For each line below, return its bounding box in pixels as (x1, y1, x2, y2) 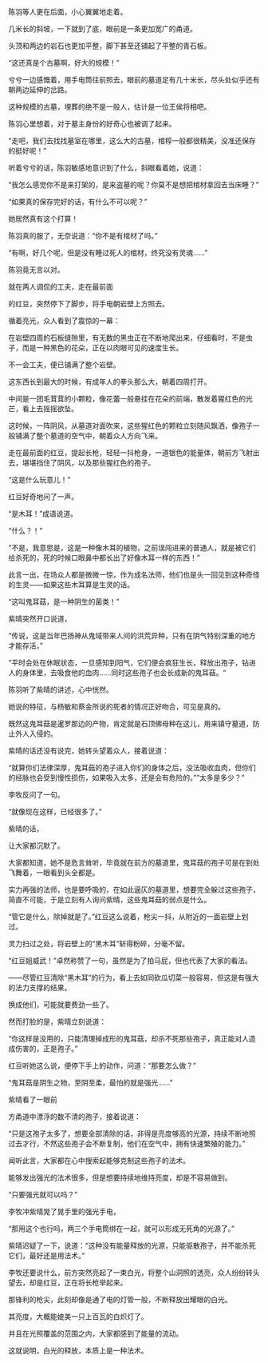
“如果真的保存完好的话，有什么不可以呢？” (8, 197, 148, 206)
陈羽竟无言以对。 (8, 265, 65, 274)
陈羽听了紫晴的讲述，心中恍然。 (8, 685, 113, 694)
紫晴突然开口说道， (8, 614, 72, 623)
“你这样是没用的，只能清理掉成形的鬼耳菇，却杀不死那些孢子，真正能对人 (8, 1034, 250, 1043)
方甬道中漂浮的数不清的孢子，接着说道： (8, 1112, 141, 1121)
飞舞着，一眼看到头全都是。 (8, 868, 100, 877)
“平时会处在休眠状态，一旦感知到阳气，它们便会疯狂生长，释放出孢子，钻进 (8, 658, 257, 667)
